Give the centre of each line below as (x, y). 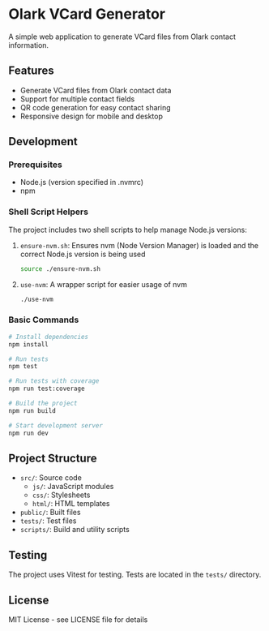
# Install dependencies (49, 337)
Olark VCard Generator (87, 14)
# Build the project (43, 403)
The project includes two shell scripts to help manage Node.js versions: (128, 230)
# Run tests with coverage (54, 381)
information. (29, 45)
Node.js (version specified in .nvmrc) (82, 182)
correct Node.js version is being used (83, 254)
